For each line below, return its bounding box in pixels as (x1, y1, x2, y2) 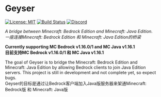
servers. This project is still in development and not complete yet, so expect (5, 69, 156, 75)
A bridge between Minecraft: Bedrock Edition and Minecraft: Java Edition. (5, 28, 153, 34)
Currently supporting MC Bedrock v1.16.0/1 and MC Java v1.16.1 (5, 44, 135, 49)
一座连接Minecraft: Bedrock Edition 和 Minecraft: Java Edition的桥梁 (5, 34, 142, 40)
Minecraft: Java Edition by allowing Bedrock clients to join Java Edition (5, 64, 146, 70)
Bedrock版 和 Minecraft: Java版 (5, 86, 68, 92)
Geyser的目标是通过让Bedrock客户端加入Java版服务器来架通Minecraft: (5, 81, 147, 86)
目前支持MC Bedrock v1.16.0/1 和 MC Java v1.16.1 (5, 49, 104, 55)
